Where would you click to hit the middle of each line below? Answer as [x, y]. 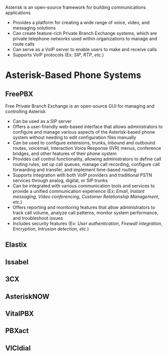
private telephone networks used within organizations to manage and [85, 38]
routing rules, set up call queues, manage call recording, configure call [86, 164]
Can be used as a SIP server [42, 121]
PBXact [17, 331]
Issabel [17, 262]
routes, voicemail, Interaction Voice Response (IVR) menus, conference [87, 148]
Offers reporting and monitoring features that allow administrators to [84, 207]
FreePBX [19, 94]
